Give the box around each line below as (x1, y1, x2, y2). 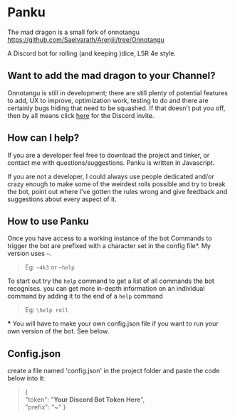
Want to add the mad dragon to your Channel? (7, 70, 216, 82)
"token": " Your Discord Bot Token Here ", (24, 395, 145, 404)
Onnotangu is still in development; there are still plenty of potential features (7, 88, 228, 97)
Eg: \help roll (24, 306, 69, 314)
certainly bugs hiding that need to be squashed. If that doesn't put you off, (7, 104, 226, 112)
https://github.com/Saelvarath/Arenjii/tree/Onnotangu (7, 35, 165, 43)
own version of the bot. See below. (7, 327, 110, 336)
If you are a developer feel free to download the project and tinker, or (7, 151, 210, 159)
